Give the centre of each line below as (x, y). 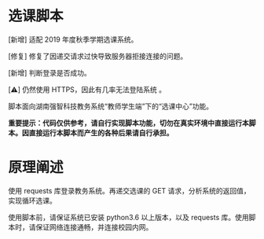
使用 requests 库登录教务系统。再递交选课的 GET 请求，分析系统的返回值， (130, 190)
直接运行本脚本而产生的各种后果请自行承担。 (101, 132)
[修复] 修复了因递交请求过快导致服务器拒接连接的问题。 (98, 56)
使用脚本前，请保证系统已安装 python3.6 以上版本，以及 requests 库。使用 (128, 217)
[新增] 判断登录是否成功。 (50, 72)
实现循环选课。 (32, 200)
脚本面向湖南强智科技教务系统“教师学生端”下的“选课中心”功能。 (111, 106)
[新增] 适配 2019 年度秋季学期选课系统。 (73, 39)
